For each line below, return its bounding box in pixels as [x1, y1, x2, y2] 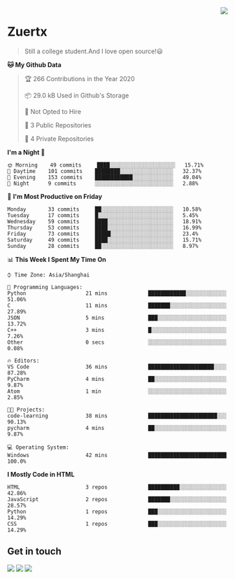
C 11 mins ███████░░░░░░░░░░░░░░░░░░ [7, 302, 227, 309]
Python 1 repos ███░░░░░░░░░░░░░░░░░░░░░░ [7, 508, 227, 515]
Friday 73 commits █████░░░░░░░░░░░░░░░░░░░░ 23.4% [7, 230, 199, 237]
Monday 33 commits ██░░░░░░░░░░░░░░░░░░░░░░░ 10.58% [7, 206, 201, 213]
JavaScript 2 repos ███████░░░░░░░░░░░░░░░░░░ [7, 496, 227, 503]
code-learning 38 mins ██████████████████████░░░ [7, 412, 227, 419]
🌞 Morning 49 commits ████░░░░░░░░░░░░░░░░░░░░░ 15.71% [7, 161, 204, 169]
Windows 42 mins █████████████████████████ [7, 452, 227, 459]
